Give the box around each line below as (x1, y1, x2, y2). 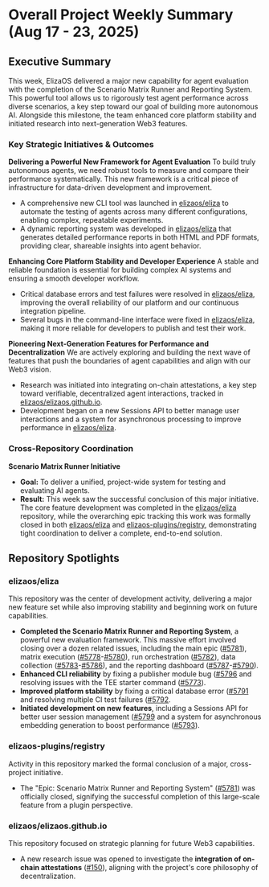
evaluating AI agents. (19, 485, 90, 495)
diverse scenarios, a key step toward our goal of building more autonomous (8, 102, 259, 111)
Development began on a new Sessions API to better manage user (19, 406, 240, 416)
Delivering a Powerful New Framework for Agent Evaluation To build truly (8, 157, 256, 166)
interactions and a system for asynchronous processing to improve (19, 414, 242, 424)
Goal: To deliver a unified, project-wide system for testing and (19, 477, 226, 487)
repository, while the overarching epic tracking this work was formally (19, 511, 251, 520)
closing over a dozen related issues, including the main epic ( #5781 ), (19, 643, 247, 653)
